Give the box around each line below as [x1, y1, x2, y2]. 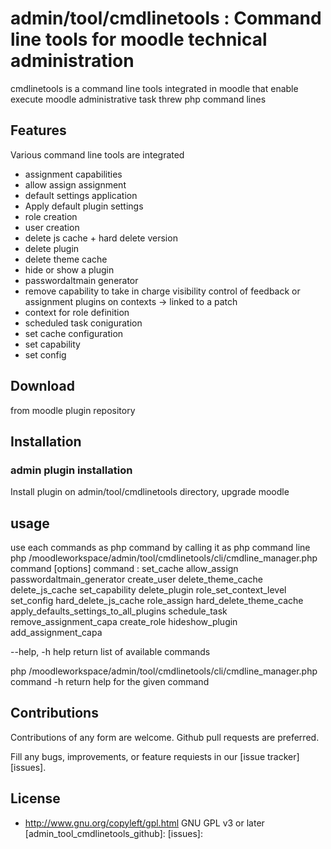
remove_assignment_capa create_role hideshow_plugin [10, 616, 238, 628]
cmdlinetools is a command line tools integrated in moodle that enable [10, 82, 299, 94]
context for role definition [24, 306, 130, 318]
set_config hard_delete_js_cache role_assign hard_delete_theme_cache [10, 595, 304, 607]
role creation [24, 210, 78, 222]
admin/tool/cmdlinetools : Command [10, 7, 322, 30]
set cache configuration [24, 327, 124, 339]
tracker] [266, 750, 300, 762]
